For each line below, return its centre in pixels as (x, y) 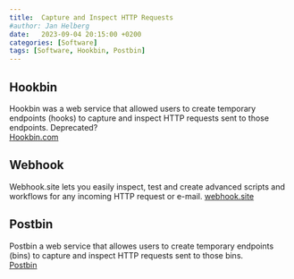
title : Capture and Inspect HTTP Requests (92, 17)
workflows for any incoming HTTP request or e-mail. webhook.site (132, 196)
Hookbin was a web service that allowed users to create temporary (133, 108)
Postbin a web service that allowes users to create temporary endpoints (142, 246)
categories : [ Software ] (54, 42)
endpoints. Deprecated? (54, 127)
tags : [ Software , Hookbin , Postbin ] (77, 51)
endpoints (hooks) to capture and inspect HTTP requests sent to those (139, 118)
